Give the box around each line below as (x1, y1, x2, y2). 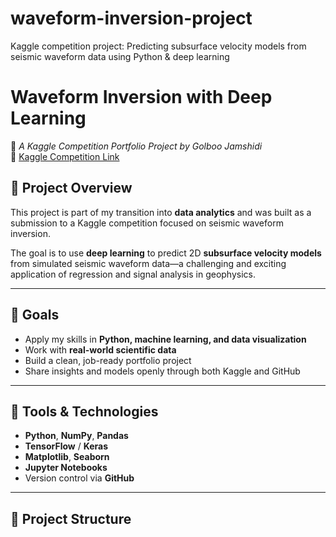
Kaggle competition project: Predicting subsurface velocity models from (10, 40, 307, 52)
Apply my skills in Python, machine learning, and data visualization (24, 333, 307, 345)
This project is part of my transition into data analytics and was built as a (10, 206, 312, 218)
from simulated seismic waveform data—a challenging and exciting (10, 257, 287, 269)
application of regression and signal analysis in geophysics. (10, 268, 256, 280)
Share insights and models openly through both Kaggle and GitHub (24, 365, 301, 377)
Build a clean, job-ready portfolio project (24, 354, 192, 366)
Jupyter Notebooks (24, 462, 108, 474)
